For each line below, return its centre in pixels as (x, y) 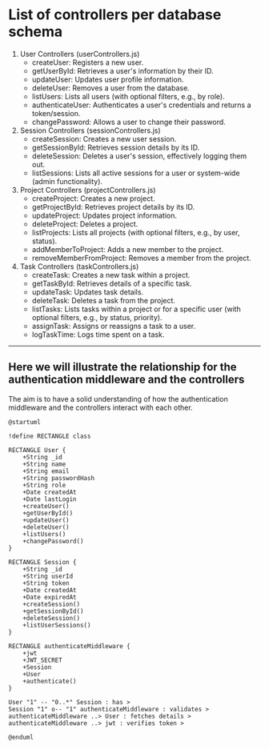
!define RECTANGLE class (50, 436)
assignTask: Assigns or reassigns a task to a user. (114, 326)
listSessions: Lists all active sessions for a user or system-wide (136, 173)
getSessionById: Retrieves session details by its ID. (116, 147)
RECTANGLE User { (37, 450)
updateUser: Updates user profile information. (108, 79)
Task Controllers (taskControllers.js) (79, 266)
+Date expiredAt (50, 597)
